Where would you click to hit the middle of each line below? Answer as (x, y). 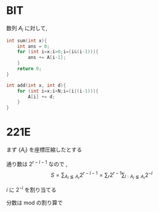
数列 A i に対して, (27, 29)
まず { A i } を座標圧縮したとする (44, 150)
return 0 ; (30, 69)
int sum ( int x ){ (27, 41)
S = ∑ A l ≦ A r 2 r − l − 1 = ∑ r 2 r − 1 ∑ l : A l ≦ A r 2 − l (102, 175)
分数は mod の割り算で (35, 203)
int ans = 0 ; (34, 46)
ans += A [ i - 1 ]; (47, 58)
